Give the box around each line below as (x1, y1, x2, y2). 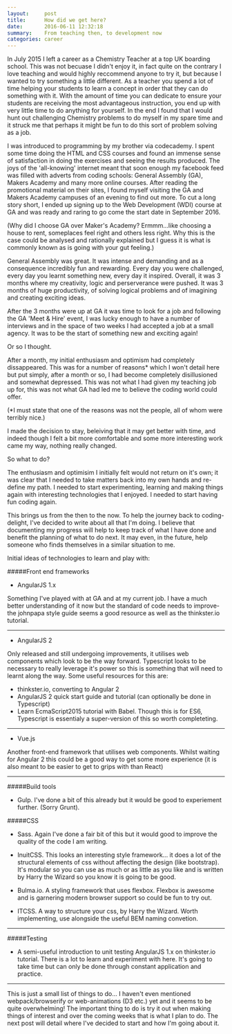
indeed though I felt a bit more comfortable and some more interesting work (7, 434, 223, 443)
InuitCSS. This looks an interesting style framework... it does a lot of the (17, 851, 222, 859)
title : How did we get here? (7, 17, 107, 24)
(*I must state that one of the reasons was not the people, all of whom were (7, 406, 223, 415)
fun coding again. (7, 498, 57, 506)
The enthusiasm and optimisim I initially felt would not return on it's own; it (7, 469, 219, 477)
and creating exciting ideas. (7, 293, 86, 302)
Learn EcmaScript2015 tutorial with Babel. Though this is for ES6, (17, 707, 202, 716)
